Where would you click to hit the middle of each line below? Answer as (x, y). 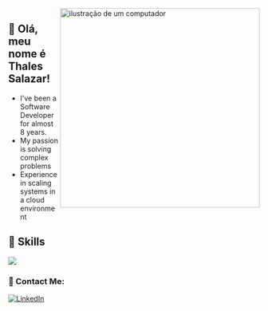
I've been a (38, 98)
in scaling (35, 183)
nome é (27, 54)
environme (37, 208)
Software (35, 106)
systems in (37, 191)
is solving (35, 149)
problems (35, 166)
